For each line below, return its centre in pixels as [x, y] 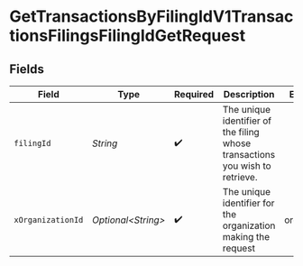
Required [194, 94]
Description [249, 94]
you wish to [247, 166]
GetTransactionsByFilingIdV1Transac [151, 17]
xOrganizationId [49, 220]
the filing [241, 132]
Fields [27, 69]
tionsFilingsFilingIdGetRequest [128, 36]
